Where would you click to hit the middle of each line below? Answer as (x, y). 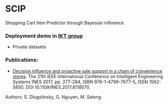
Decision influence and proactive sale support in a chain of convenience (87, 71)
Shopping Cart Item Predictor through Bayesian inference (65, 23)
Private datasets (29, 47)
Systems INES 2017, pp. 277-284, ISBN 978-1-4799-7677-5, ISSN (80, 82)
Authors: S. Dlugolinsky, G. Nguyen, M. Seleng (53, 97)
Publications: (22, 60)
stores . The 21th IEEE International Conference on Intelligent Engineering (88, 76)
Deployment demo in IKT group (44, 36)
